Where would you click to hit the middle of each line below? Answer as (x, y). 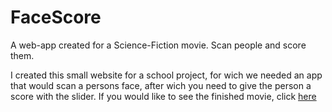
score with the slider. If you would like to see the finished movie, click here (163, 96)
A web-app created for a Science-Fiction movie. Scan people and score (158, 45)
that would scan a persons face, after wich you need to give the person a (161, 85)
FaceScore (56, 17)
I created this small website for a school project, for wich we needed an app (166, 75)
